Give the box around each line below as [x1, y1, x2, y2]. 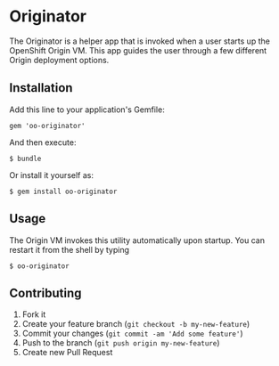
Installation [9, 80, 73, 95]
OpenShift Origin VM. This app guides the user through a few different [9, 45, 267, 55]
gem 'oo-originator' [9, 121, 86, 130]
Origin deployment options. [9, 54, 110, 65]
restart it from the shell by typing [9, 244, 129, 255]
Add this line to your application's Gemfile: [9, 104, 165, 115]
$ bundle [9, 154, 42, 163]
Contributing [9, 285, 82, 300]
